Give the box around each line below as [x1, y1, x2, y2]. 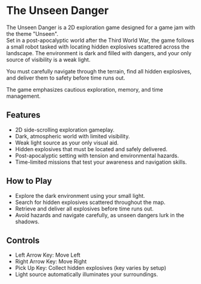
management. [6, 92, 41, 100]
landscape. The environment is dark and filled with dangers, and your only [6, 49, 192, 56]
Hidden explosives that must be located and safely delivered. [15, 145, 168, 152]
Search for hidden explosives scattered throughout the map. [15, 198, 166, 206]
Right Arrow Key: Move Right [15, 258, 87, 265]
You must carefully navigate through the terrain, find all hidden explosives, [6, 67, 192, 75]
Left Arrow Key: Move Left [15, 251, 81, 259]
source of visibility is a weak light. [6, 56, 91, 63]
